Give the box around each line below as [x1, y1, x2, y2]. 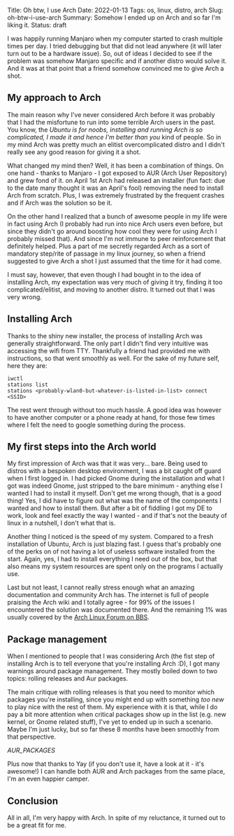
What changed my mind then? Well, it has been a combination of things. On [7, 161, 224, 170]
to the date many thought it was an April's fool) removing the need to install [7, 184, 224, 192]
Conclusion [7, 795, 59, 807]
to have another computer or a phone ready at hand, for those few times [7, 413, 215, 421]
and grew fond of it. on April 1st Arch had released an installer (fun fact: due [7, 176, 226, 184]
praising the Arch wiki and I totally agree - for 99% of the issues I [7, 598, 195, 607]
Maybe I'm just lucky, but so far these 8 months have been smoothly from [7, 725, 219, 734]
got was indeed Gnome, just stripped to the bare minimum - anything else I [7, 481, 223, 490]
